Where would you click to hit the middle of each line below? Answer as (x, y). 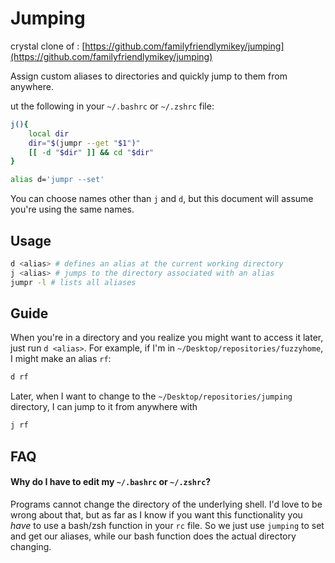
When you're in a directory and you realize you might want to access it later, (167, 338)
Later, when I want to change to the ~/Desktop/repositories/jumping (151, 396)
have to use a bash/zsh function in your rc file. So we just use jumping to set (167, 525)
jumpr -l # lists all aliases (73, 282)
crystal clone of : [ (48, 46)
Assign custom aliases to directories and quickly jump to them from (149, 76)
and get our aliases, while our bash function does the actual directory (153, 536)
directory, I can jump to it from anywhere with (104, 407)
